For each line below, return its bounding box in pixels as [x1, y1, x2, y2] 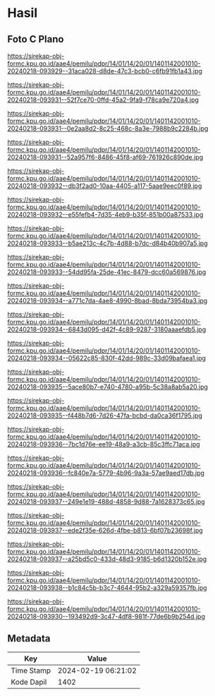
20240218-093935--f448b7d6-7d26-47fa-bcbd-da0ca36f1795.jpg [7, 411, 203, 420]
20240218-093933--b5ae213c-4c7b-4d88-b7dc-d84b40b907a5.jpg [7, 239, 208, 247]
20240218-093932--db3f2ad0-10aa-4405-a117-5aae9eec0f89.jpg [7, 182, 202, 190]
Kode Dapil [11, 677, 47, 687]
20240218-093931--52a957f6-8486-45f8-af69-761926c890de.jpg [7, 153, 204, 161]
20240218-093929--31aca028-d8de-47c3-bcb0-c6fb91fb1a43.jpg [7, 67, 203, 75]
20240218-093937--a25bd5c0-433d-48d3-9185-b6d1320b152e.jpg [7, 555, 207, 563]
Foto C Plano [7, 33, 64, 45]
